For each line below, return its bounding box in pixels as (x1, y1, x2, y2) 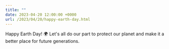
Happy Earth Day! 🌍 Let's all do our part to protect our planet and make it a (5, 31, 164, 37)
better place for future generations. (5, 38, 80, 44)
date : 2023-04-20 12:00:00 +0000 (5, 12, 77, 17)
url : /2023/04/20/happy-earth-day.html (5, 17, 91, 22)
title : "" (5, 7, 27, 13)
